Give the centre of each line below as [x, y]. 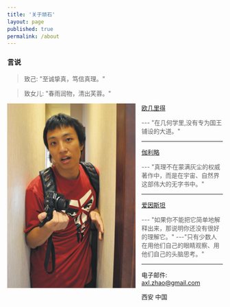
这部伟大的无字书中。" [173, 184]
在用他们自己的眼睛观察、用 [180, 245]
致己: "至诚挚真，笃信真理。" [64, 78]
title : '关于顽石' [31, 14]
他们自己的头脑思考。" [173, 253]
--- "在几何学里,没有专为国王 [182, 122]
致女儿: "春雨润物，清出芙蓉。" [67, 93]
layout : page [26, 22]
